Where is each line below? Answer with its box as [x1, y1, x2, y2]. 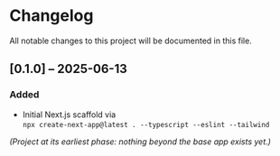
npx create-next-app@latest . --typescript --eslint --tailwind [22, 120, 270, 129]
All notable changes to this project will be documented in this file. [9, 35, 253, 46]
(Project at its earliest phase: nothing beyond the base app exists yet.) [9, 136, 271, 147]
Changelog [9, 5, 94, 26]
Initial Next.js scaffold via [22, 109, 117, 120]
